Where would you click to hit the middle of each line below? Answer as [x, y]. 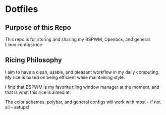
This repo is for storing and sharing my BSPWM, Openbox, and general [78, 39]
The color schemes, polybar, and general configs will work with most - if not [83, 102]
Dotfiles [22, 9]
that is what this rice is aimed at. [38, 92]
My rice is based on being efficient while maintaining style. [65, 77]
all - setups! [17, 107]
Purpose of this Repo [38, 28]
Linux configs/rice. [24, 45]
